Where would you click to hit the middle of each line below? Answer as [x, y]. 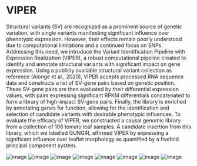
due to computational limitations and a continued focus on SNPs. [85, 45]
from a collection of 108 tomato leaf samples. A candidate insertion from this [99, 127]
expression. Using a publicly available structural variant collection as [89, 70]
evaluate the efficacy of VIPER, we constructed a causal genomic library [94, 120]
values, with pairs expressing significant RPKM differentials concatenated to [98, 95]
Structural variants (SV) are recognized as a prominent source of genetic [94, 26]
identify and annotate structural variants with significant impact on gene [93, 64]
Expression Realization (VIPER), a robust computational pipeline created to [96, 58]
